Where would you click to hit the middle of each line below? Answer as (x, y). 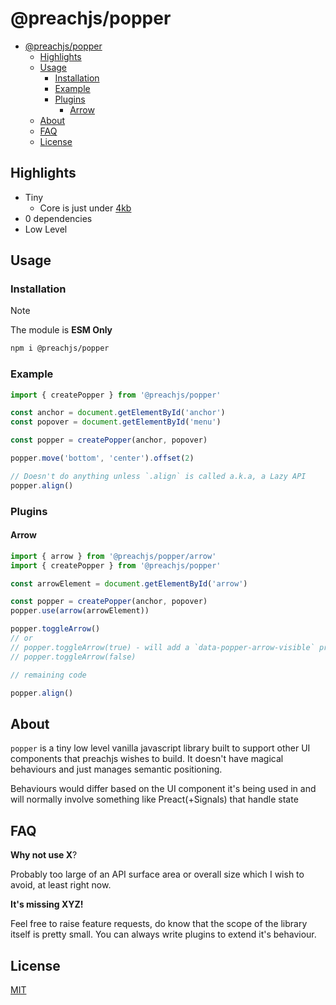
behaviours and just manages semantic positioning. (116, 769)
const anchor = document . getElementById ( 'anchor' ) (118, 413)
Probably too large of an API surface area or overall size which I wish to (157, 874)
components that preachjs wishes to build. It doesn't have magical (147, 759)
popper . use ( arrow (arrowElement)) (80, 611)
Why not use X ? (44, 855)
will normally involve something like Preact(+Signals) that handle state (154, 799)
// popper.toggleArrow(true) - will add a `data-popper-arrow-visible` (162, 647)
